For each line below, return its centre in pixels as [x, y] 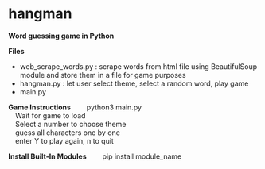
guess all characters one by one [68, 133]
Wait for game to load [51, 115]
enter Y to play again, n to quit [64, 140]
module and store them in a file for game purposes [103, 75]
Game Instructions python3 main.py [75, 107]
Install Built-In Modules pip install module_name [95, 156]
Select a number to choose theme [71, 124]
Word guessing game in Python [61, 36]
